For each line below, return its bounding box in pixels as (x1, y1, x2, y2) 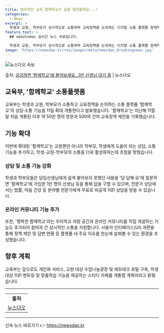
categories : (5, 12, 29, 17)
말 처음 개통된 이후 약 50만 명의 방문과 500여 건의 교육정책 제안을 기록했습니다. (5, 114, 156, 119)
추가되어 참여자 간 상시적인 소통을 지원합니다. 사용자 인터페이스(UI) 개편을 (14, 224, 155, 230)
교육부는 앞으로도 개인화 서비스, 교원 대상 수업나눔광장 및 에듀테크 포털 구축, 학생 (5, 266, 159, 272)
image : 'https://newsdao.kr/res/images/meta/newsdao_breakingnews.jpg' (5, 47, 154, 53)
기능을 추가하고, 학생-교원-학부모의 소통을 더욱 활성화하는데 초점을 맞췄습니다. (5, 149, 154, 155)
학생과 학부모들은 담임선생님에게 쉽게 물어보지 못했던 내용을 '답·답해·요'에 (5, 175, 145, 180)
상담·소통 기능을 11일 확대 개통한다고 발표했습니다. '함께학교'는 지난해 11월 (15, 108, 155, 114)
